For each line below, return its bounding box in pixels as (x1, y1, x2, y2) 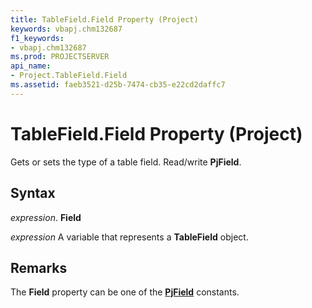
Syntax (10, 185, 56, 202)
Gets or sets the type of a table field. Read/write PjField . (10, 156, 242, 168)
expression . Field (10, 211, 82, 223)
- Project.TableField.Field (10, 71, 128, 81)
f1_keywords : (10, 33, 65, 43)
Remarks (10, 259, 68, 276)
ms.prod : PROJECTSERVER (10, 52, 110, 62)
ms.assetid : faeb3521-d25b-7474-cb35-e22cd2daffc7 (10, 80, 226, 90)
